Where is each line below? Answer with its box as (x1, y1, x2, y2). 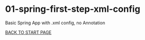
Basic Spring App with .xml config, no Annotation (5, 20, 105, 26)
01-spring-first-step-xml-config (5, 3, 141, 15)
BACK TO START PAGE (5, 29, 52, 35)
